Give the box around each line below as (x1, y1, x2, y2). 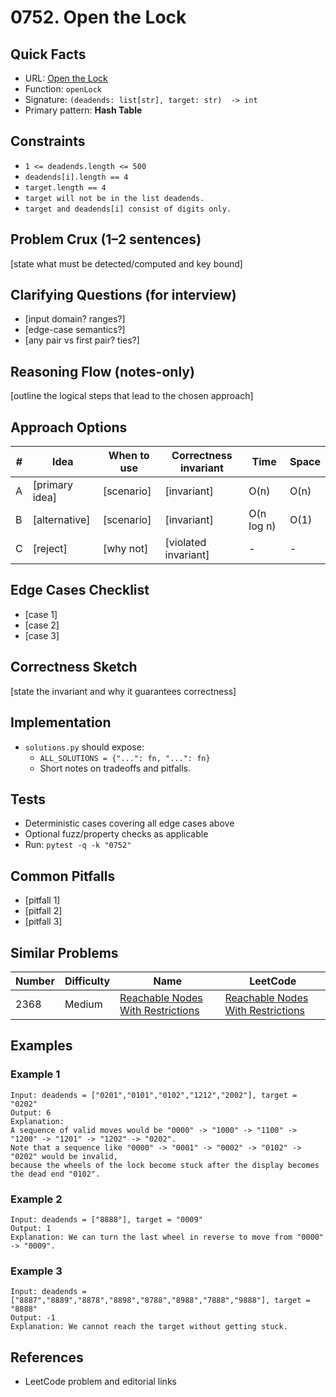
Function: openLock (24, 83, 103, 95)
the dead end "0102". (10, 1169, 101, 1179)
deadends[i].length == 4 (24, 172, 129, 182)
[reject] (32, 542, 68, 556)
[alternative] (32, 513, 91, 527)
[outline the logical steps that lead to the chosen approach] (10, 390, 254, 402)
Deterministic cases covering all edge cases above (24, 817, 235, 830)
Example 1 (10, 1067, 61, 1081)
